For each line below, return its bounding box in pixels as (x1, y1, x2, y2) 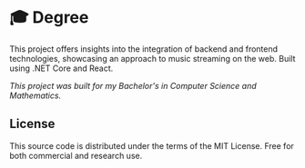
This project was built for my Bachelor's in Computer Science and (9, 80, 257, 91)
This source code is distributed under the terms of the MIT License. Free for (9, 140, 294, 151)
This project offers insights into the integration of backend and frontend (9, 43, 279, 54)
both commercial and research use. (9, 150, 143, 161)
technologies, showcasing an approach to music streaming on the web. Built (9, 53, 296, 64)
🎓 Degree (9, 7, 89, 28)
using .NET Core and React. (9, 63, 114, 74)
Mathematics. (9, 90, 62, 101)
